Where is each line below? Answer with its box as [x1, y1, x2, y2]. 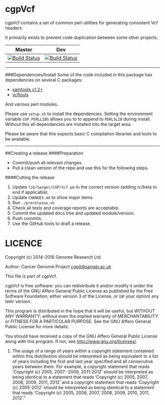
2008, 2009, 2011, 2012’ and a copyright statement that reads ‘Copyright [12, 379, 159, 385]
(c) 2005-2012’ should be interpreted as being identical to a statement [12, 384, 155, 390]
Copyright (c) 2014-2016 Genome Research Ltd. [5, 254, 102, 260]
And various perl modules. [5, 101, 58, 107]
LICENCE [5, 238, 43, 249]
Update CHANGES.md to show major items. [12, 194, 94, 200]
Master [15, 46, 33, 53]
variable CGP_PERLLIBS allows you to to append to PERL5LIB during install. [5, 116, 151, 122]
